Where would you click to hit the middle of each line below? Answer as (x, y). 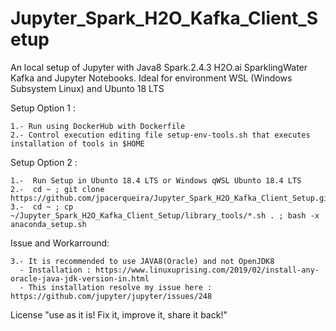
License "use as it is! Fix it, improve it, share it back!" (119, 314)
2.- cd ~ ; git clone (57, 189)
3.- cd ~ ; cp (42, 207)
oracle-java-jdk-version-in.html (80, 278)
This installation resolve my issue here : (120, 287)
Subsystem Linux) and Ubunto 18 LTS (87, 88)
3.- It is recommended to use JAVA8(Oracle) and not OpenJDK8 (142, 261)
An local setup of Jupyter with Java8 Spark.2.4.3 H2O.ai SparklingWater (159, 67)
